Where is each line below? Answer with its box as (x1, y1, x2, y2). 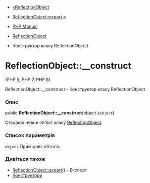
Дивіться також (5, 156, 46, 163)
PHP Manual (12, 23, 38, 29)
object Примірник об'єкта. (5, 143, 61, 149)
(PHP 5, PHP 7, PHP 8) (5, 77, 50, 83)
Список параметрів (5, 132, 55, 139)
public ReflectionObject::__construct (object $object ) (5, 110, 115, 116)
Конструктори (12, 172, 43, 178)
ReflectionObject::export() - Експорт (12, 167, 88, 173)
